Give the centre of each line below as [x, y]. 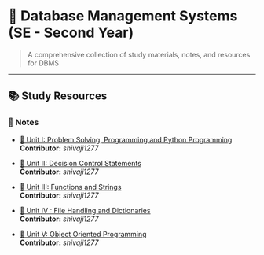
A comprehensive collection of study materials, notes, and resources [139, 54]
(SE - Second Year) [71, 33]
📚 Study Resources [58, 96]
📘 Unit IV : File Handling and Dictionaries [85, 210]
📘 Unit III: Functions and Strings [70, 187]
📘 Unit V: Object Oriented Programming [83, 234]
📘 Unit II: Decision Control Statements [80, 163]
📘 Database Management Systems [123, 16]
